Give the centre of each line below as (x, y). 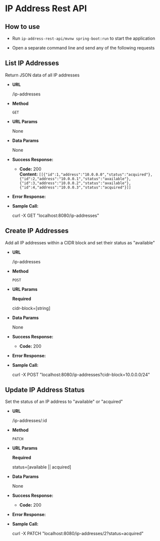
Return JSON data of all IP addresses (42, 75)
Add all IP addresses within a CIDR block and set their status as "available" (80, 242)
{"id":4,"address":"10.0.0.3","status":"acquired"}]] (75, 187)
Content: (29, 174)
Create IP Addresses (37, 231)
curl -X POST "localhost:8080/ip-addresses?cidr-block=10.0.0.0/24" (81, 375)
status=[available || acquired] (42, 467)
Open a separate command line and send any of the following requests (83, 48)
